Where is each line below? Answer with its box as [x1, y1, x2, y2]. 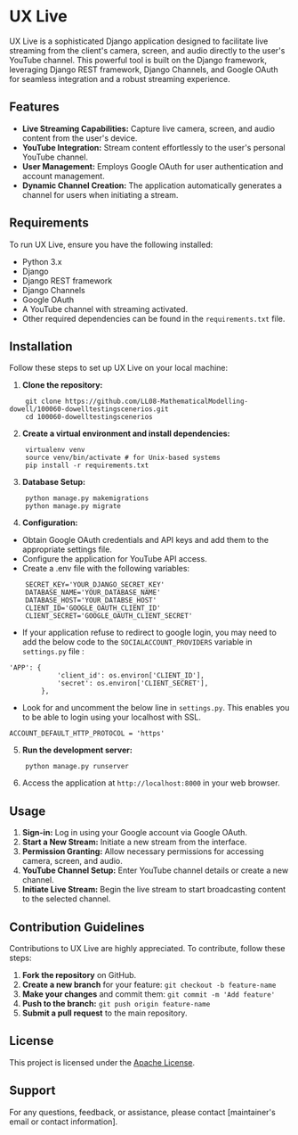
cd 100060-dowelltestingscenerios [25, 413, 153, 422]
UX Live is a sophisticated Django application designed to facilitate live [9, 36, 269, 46]
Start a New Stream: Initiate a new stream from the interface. [21, 836, 247, 848]
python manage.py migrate [25, 502, 122, 511]
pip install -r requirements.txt [25, 461, 149, 470]
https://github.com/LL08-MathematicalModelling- [65, 397, 249, 407]
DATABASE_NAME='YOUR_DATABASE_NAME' [25, 588, 162, 597]
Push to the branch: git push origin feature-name [21, 999, 211, 1008]
